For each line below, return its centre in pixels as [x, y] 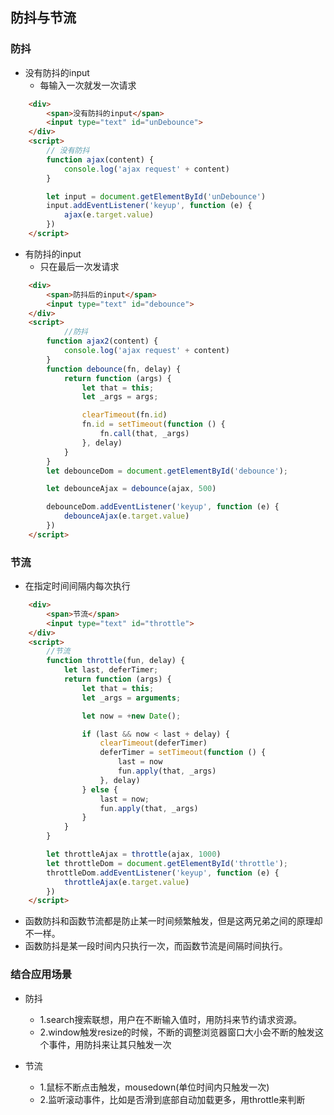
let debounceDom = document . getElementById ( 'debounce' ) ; [167, 471]
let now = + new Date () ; [131, 716]
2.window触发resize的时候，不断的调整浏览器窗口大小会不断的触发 [177, 1032]
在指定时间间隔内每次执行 [77, 586]
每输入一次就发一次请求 [88, 85]
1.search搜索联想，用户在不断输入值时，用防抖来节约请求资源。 [171, 1019]
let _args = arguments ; [131, 698]
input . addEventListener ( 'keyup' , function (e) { [149, 206]
